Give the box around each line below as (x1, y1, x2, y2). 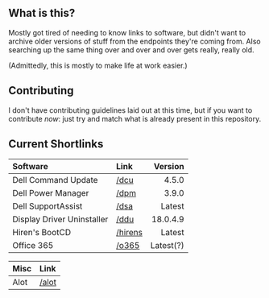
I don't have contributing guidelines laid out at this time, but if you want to (8, 105, 253, 115)
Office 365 (12, 240, 54, 251)
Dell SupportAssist (12, 201, 83, 212)
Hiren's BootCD (12, 227, 71, 238)
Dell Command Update (12, 175, 98, 186)
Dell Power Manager (12, 188, 89, 199)
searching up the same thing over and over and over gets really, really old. (8, 44, 255, 55)
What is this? (8, 6, 76, 20)
